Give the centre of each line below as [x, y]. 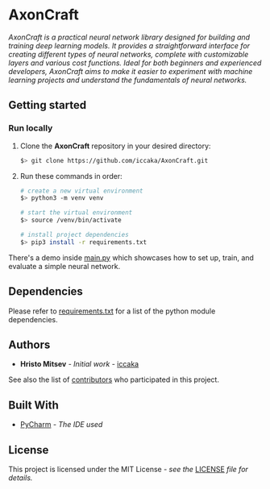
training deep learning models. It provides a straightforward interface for [129, 45]
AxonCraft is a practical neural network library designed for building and [129, 37]
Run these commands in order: [71, 176]
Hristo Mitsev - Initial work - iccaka [79, 364]
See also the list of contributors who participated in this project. [114, 379]
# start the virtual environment [76, 213]
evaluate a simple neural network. [64, 266]
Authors [29, 344]
